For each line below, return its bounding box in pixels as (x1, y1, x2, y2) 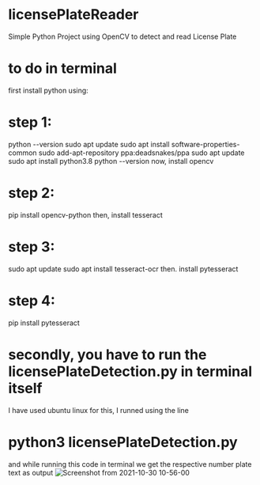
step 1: (8, 113, 53, 131)
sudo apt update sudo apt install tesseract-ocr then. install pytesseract (8, 263, 239, 274)
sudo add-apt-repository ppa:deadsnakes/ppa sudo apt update (38, 148, 245, 157)
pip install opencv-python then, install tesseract (8, 210, 164, 219)
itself (8, 379, 43, 397)
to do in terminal (8, 59, 117, 78)
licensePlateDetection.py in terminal (8, 362, 253, 381)
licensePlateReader (8, 6, 139, 24)
